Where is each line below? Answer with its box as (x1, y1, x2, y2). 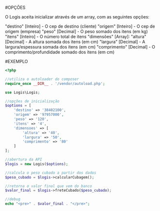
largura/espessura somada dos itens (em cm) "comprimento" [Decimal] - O (5, 44, 156, 49)
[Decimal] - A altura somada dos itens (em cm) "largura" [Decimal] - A (5, 39, 145, 45)
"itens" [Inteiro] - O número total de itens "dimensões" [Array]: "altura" (5, 34, 146, 39)
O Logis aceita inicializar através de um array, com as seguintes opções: (5, 14, 149, 19)
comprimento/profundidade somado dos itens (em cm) (5, 49, 115, 55)
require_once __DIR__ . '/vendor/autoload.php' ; (5, 81, 105, 86)
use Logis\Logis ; (5, 90, 40, 95)
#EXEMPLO (5, 59, 28, 64)
